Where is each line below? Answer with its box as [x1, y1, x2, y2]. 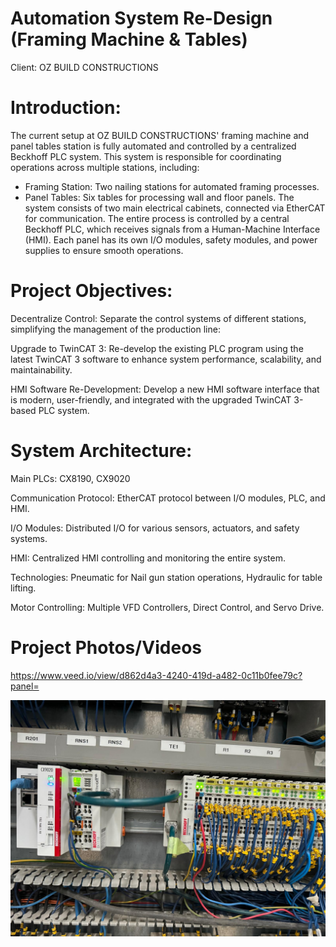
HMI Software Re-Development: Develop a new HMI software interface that [10, 383, 320, 395]
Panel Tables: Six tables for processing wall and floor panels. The [24, 191, 295, 203]
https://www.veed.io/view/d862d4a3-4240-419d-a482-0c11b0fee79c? [10, 669, 303, 681]
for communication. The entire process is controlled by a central [24, 212, 290, 224]
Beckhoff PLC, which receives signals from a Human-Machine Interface [24, 223, 321, 235]
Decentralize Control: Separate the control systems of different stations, [10, 312, 307, 324]
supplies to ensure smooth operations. [24, 244, 184, 256]
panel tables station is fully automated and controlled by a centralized [10, 140, 297, 152]
